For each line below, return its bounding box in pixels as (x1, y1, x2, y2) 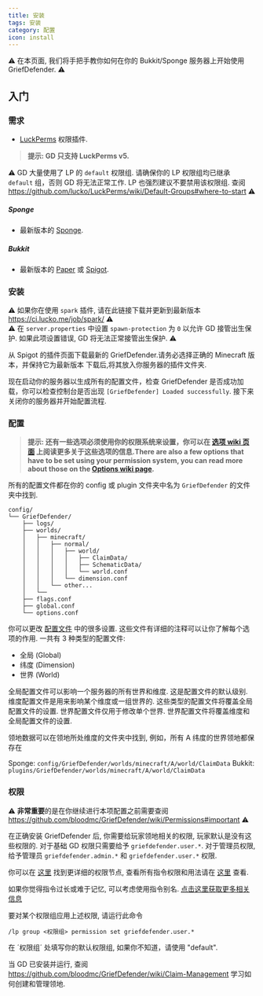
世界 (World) (19, 670, 60, 680)
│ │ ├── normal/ (22, 540, 89, 549)
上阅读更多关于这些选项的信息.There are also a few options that (36, 447, 245, 457)
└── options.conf (22, 609, 79, 617)
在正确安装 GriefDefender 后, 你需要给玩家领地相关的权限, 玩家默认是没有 (8, 831, 245, 840)
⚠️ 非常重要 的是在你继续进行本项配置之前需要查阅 (8, 806, 169, 815)
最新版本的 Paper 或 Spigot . (19, 264, 109, 274)
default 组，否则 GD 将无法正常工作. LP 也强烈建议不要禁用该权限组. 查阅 (8, 178, 246, 187)
